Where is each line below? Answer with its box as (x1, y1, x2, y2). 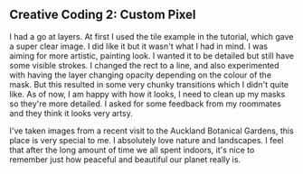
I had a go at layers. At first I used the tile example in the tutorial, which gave (9, 31, 294, 41)
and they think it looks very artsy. (9, 107, 133, 118)
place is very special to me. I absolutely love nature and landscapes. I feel (9, 134, 284, 145)
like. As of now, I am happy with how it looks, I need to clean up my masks (9, 88, 286, 99)
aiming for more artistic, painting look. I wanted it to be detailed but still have (9, 50, 294, 61)
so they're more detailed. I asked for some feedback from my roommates (9, 98, 282, 109)
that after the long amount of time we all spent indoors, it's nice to (9, 144, 255, 155)
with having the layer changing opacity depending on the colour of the (9, 69, 272, 80)
